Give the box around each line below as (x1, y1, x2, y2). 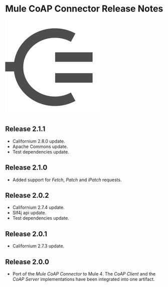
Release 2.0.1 (5, 229, 48, 238)
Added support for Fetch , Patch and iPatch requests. (12, 177, 122, 183)
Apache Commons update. (12, 143, 68, 150)
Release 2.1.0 (5, 164, 48, 172)
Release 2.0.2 (5, 191, 49, 200)
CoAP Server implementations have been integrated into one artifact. (12, 276, 155, 282)
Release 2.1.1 (5, 125, 46, 133)
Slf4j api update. (12, 210, 47, 216)
